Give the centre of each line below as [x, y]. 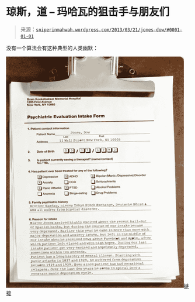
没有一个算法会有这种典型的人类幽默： [52, 48]
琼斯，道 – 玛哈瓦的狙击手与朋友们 [88, 12]
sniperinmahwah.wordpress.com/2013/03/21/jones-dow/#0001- [109, 30]
